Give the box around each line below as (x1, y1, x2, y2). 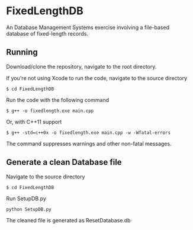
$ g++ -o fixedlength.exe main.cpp (6, 108, 94, 114)
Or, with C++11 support (6, 118, 62, 125)
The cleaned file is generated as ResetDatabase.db (6, 216, 131, 223)
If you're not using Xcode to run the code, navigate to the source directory (6, 74, 188, 81)
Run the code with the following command (6, 96, 110, 103)
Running (6, 47, 38, 57)
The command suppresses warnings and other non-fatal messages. (6, 140, 172, 147)
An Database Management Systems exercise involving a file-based (6, 24, 170, 31)
